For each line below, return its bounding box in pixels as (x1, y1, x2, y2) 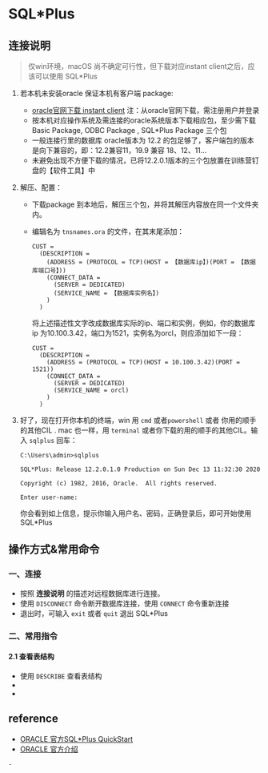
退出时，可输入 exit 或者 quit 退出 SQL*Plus (19, 608, 168, 618)
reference (8, 712, 58, 726)
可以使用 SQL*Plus (34, 71, 98, 81)
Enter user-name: (19, 493, 78, 501)
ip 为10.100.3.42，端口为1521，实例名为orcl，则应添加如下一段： (31, 328, 244, 337)
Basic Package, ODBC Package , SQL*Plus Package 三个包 (31, 126, 227, 135)
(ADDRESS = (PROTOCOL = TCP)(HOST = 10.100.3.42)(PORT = (46, 358, 240, 366)
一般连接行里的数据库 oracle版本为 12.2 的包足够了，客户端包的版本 (31, 135, 254, 145)
